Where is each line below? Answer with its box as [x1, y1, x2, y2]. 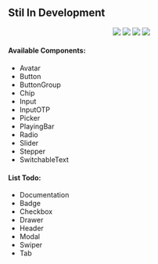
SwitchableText [19, 155, 69, 165]
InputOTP [19, 105, 51, 114]
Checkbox [19, 207, 53, 216]
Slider [19, 139, 39, 148]
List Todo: [8, 172, 41, 183]
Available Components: [8, 46, 86, 56]
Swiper [19, 240, 43, 250]
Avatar [19, 63, 41, 73]
